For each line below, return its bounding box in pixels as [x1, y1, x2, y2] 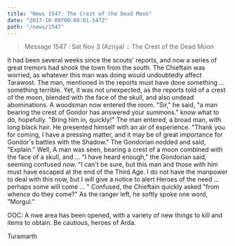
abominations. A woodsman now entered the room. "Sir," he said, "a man [7, 101, 217, 109]
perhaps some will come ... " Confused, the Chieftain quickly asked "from [7, 183, 220, 191]
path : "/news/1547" [7, 23, 65, 30]
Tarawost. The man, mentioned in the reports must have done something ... [7, 78, 225, 87]
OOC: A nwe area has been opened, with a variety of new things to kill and [7, 211, 222, 219]
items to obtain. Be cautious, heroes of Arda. [7, 219, 137, 227]
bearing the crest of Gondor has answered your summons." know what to [7, 108, 220, 116]
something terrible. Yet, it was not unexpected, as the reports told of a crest [7, 86, 226, 95]
